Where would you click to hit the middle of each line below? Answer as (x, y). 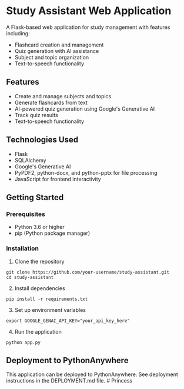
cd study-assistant (30, 277)
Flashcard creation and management (59, 45)
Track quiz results (36, 115)
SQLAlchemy (30, 160)
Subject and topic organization (52, 57)
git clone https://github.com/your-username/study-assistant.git (88, 272)
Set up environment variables (50, 310)
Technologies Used (42, 140)
